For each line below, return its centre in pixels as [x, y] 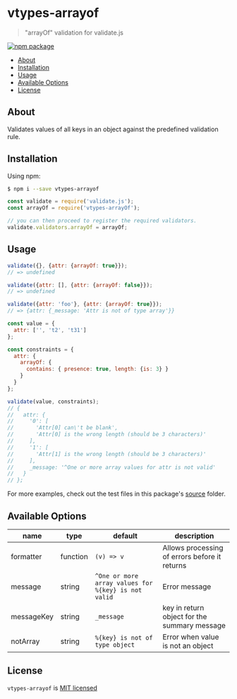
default [125, 536]
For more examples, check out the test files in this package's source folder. [116, 494]
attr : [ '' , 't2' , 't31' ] [50, 330]
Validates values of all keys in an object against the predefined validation [113, 129]
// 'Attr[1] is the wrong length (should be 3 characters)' [107, 454]
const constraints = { [41, 349]
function [74, 556]
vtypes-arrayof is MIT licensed [52, 688]
